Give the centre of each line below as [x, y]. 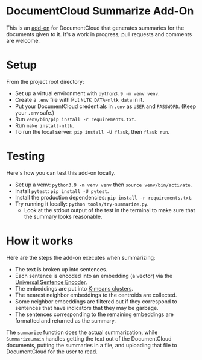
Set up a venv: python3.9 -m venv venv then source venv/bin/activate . [103, 185]
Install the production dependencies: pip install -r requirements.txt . [104, 197]
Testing [26, 156]
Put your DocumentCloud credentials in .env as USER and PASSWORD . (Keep [106, 106]
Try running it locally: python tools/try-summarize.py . [82, 204]
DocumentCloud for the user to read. [52, 352]
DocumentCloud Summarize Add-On [100, 11]
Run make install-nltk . [44, 125]
